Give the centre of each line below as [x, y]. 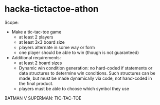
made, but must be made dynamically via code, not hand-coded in [85, 78]
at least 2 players [36, 37]
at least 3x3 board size [42, 42]
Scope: [12, 22]
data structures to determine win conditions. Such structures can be [87, 73]
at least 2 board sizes [40, 63]
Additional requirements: [36, 57]
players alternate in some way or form [57, 47]
